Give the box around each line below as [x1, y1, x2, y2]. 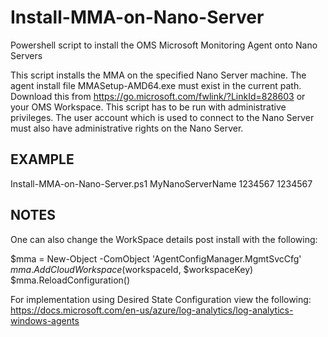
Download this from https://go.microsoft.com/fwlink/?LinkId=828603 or [10, 90, 306, 102]
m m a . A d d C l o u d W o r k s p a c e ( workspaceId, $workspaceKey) [10, 263, 254, 275]
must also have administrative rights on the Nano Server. [10, 122, 244, 134]
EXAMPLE [10, 151, 75, 168]
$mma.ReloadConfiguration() [10, 274, 131, 286]
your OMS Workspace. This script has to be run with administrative [10, 101, 287, 113]
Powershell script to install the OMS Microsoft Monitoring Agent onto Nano [10, 39, 318, 51]
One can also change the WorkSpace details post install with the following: [10, 233, 318, 245]
